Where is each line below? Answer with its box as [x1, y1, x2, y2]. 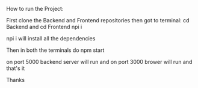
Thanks [6, 77, 25, 83]
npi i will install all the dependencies [6, 35, 96, 42]
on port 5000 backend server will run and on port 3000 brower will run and [6, 58, 193, 65]
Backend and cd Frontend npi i [6, 24, 82, 30]
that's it [6, 64, 25, 72]
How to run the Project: [6, 5, 64, 12]
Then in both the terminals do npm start [6, 46, 105, 54]
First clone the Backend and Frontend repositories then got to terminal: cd [6, 17, 190, 24]
